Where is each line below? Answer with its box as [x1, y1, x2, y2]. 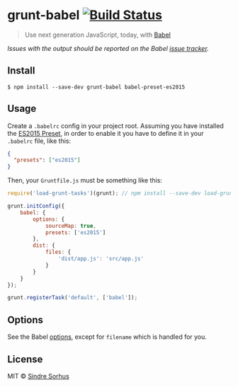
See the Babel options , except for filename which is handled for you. [7, 333, 208, 341]
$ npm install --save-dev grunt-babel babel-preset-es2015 [7, 83, 186, 91]
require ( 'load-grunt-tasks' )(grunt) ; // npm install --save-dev [7, 190, 201, 197]
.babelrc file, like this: [7, 137, 72, 145]
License [7, 353, 43, 365]
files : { [45, 248, 72, 256]
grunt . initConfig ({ [7, 202, 65, 210]
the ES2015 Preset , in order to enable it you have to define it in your [7, 129, 204, 137]
